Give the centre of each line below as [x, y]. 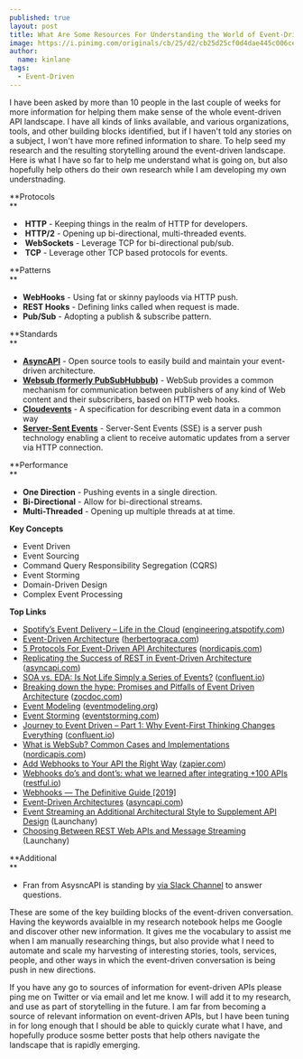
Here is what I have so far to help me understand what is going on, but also [149, 160]
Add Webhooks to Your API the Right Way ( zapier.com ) [124, 764]
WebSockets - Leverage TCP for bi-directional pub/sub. [129, 243]
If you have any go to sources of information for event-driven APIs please [146, 987]
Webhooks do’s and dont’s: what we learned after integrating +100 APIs [155, 773]
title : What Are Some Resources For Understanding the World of [133, 34]
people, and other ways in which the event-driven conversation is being [142, 960]
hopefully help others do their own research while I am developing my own [148, 169]
